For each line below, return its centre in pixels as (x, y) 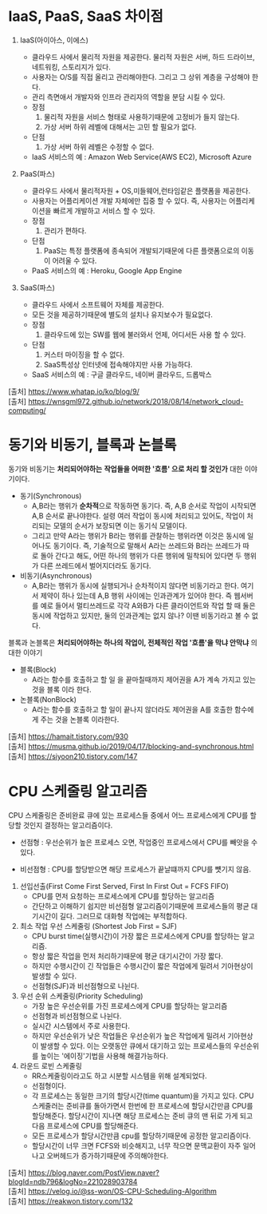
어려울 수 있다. (75, 260)
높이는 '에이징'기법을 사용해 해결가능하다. (104, 1056)
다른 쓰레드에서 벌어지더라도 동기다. (96, 565)
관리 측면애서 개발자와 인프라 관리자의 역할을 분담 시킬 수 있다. (128, 97)
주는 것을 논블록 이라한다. (80, 719)
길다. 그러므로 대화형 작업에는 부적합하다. (123, 916)
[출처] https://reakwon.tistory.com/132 (71, 1201)
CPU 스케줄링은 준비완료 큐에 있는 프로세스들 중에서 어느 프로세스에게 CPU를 (128, 815)
